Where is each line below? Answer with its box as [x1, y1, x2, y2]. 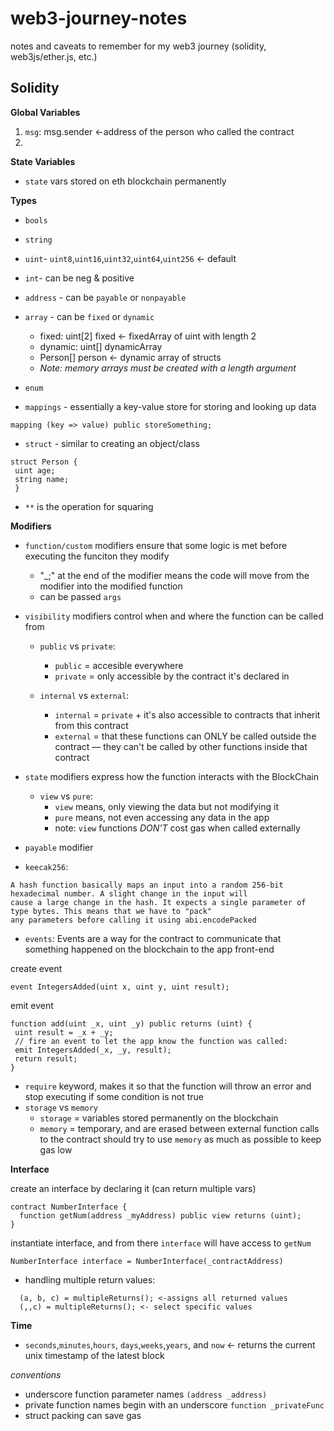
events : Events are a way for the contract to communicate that [24, 932, 282, 944]
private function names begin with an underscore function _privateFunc [24, 1398, 325, 1411]
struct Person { [10, 457, 78, 467]
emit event [10, 999, 54, 1011]
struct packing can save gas [24, 1409, 142, 1421]
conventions [10, 1368, 62, 1381]
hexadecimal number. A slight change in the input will [10, 888, 248, 899]
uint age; [14, 465, 56, 476]
